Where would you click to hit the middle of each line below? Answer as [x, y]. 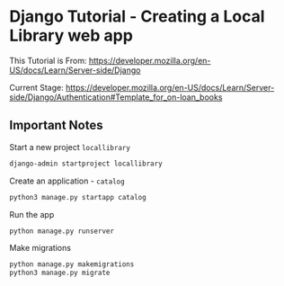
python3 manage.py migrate [60, 273]
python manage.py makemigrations [72, 264]
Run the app [32, 214]
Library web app [71, 36]
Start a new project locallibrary [70, 147]
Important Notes [56, 125]
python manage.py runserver [62, 231]
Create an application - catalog [67, 181]
